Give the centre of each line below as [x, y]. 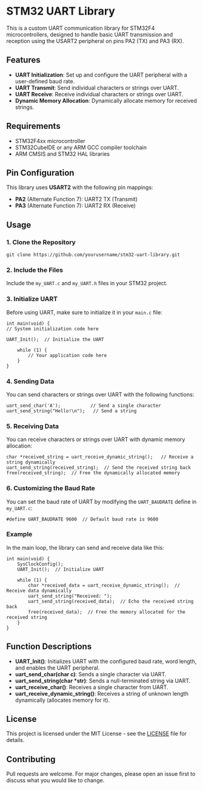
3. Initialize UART [32, 299]
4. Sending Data [30, 381]
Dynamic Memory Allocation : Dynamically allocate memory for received [106, 100]
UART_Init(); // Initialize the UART [55, 339]
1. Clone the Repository [41, 242]
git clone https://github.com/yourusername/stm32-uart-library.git [93, 255]
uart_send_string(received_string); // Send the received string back [98, 468]
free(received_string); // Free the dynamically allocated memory [93, 473]
